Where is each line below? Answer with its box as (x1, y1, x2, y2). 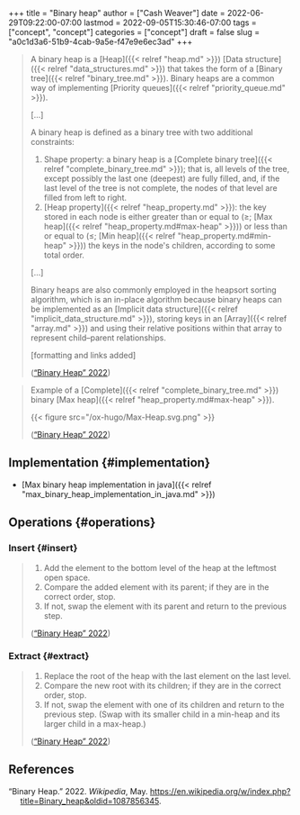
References (8, 762, 75, 777)
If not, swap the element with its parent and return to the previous (43, 601, 287, 611)
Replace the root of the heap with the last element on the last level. (43, 670, 292, 681)
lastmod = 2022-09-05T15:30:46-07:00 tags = (84, 17, 257, 28)
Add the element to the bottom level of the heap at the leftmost (43, 562, 278, 573)
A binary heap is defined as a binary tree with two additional (30, 127, 253, 138)
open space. (43, 572, 91, 583)
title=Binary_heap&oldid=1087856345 (20, 795, 159, 806)
